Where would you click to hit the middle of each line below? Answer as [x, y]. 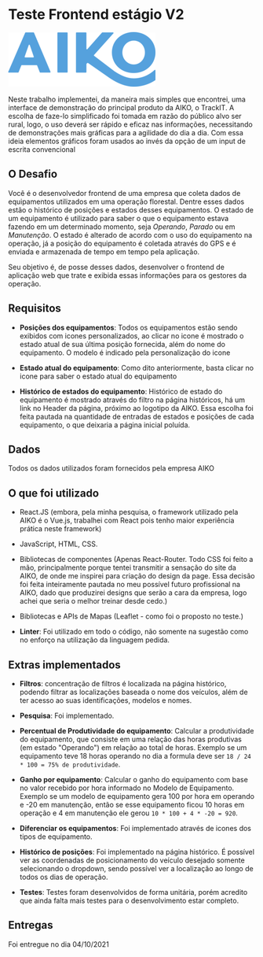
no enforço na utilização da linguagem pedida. [95, 640]
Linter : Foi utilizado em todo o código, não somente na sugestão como [134, 632]
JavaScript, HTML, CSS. [58, 544]
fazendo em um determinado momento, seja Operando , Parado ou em [122, 227]
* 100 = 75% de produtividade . [70, 764]
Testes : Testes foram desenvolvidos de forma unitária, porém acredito [133, 892]
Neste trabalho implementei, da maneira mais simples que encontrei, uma [127, 99]
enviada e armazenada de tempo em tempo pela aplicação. [104, 251]
